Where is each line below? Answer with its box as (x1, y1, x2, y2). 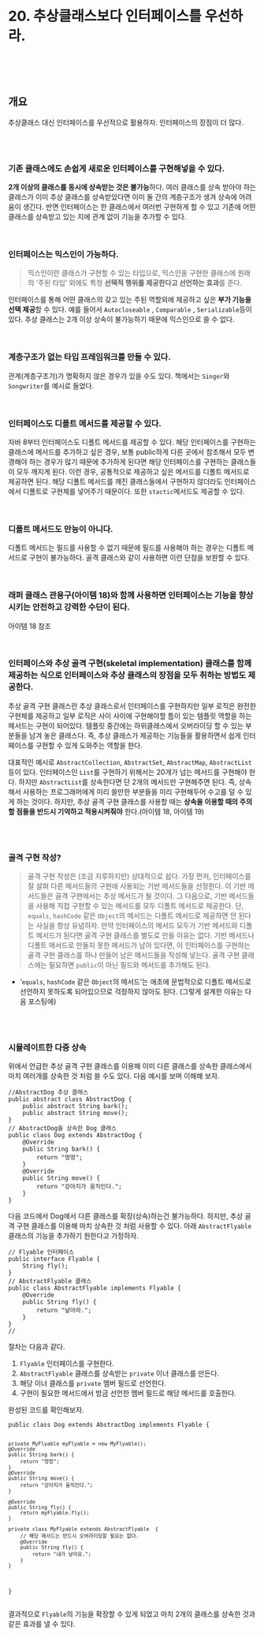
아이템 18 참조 (8, 621, 51, 631)
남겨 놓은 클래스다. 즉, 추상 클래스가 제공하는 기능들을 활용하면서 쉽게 (28, 731, 242, 740)
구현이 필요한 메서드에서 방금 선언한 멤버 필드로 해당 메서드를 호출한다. (19, 1388, 236, 1398)
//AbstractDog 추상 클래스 (8, 1088, 89, 1097)
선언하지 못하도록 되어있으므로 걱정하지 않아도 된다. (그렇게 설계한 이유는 (19, 987, 244, 997)
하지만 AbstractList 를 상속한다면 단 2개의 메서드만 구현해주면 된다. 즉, (18, 777, 237, 786)
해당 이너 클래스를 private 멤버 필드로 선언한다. (19, 1379, 167, 1388)
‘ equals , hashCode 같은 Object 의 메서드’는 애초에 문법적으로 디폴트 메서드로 (19, 977, 252, 986)
